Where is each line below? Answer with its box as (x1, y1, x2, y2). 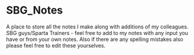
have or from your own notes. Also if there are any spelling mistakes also (6, 35, 183, 43)
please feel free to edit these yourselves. (6, 42, 106, 49)
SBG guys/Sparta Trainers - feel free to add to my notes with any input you (6, 29, 188, 36)
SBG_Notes (6, 4, 63, 17)
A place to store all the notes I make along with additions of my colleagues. (6, 23, 189, 30)
